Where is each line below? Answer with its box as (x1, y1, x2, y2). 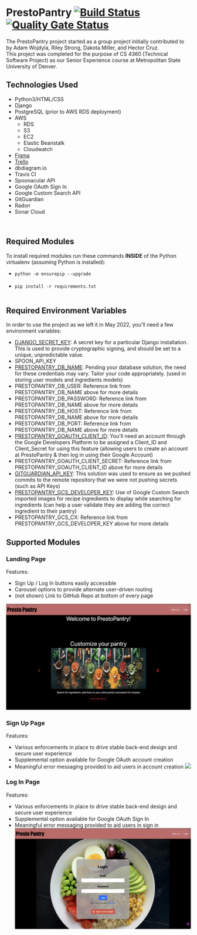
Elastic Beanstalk (23, 139, 65, 147)
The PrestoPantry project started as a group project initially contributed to (6, 38, 185, 45)
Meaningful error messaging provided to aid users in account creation (14, 763, 184, 770)
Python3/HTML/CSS (14, 95, 64, 102)
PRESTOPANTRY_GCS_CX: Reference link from (14, 514, 128, 521)
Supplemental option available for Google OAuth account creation (14, 756, 174, 763)
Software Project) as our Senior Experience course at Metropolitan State (6, 56, 181, 64)
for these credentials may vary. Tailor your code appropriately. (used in (14, 370, 186, 377)
